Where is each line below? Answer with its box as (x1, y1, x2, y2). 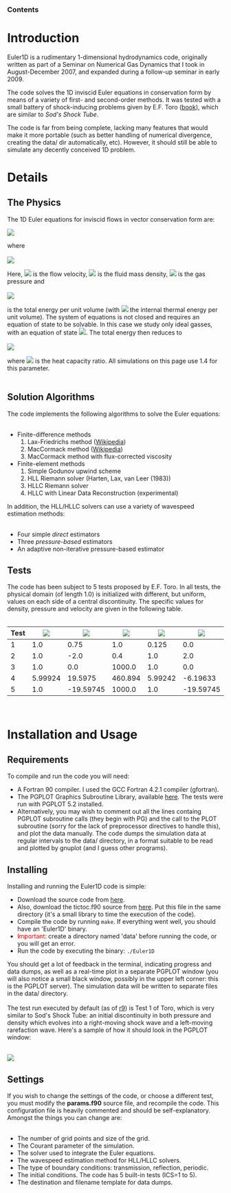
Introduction (7, 30, 80, 46)
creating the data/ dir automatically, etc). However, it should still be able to (7, 138, 218, 146)
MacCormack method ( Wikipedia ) (27, 445, 124, 453)
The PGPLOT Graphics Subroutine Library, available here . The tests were (16, 793, 223, 801)
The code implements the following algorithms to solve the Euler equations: (7, 410, 221, 418)
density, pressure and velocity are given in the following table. (7, 604, 183, 613)
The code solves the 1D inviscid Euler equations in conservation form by (7, 88, 212, 96)
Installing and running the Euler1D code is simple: (7, 883, 146, 891)
